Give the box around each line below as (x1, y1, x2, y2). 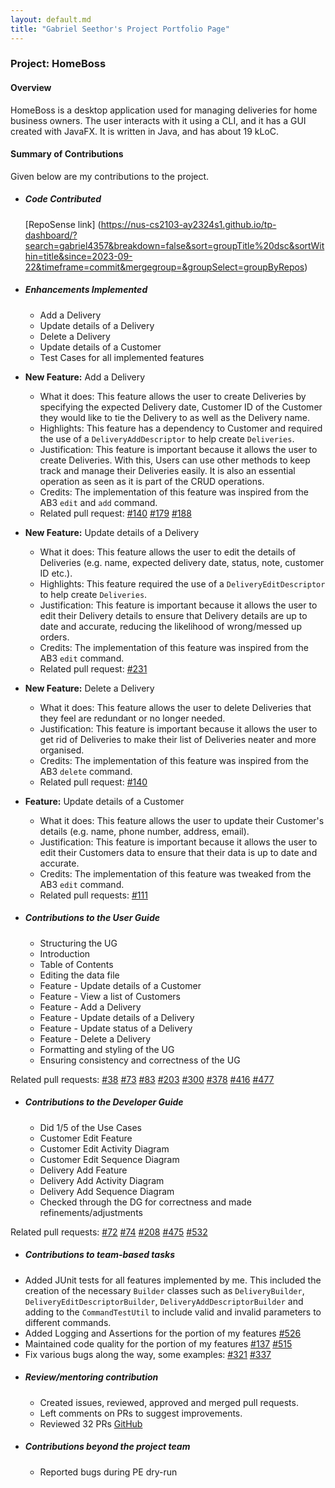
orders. (39, 631, 70, 643)
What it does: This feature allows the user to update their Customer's (39, 814, 325, 826)
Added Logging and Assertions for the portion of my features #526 (24, 1327, 302, 1339)
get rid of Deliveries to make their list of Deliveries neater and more (39, 733, 317, 745)
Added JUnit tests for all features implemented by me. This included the (24, 1274, 322, 1286)
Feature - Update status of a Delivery (39, 1022, 193, 1034)
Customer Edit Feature (39, 1132, 133, 1144)
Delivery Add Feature (39, 1164, 128, 1176)
